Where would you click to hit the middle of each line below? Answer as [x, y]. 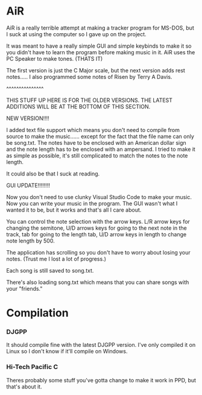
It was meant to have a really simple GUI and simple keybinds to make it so [99, 46]
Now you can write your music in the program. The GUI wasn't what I [92, 203]
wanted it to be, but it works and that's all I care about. [74, 210]
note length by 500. [31, 241]
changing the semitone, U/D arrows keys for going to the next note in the [96, 228]
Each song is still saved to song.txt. [50, 270]
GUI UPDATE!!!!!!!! [28, 185]
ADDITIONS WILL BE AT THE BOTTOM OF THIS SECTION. [78, 106]
